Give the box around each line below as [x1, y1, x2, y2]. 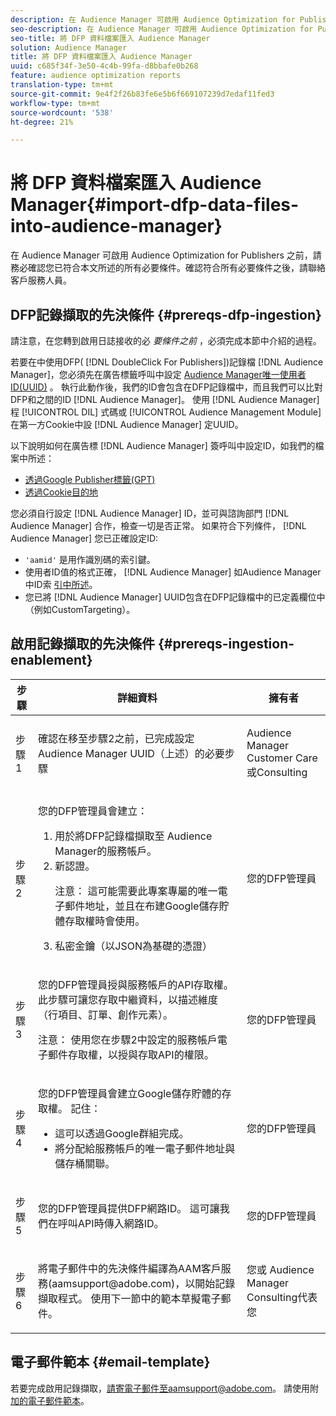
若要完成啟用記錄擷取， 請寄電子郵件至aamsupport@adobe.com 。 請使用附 [10, 1382, 319, 1394]
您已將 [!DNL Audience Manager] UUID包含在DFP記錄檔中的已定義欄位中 [24, 591, 326, 603]
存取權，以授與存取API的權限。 [68, 1047, 215, 1061]
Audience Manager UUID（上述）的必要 [38, 746, 225, 760]
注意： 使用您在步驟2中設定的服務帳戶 [38, 1032, 218, 1046]
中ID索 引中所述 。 [24, 579, 98, 590]
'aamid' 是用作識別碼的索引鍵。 [24, 554, 156, 565]
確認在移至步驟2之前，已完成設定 [38, 731, 195, 745]
